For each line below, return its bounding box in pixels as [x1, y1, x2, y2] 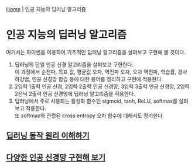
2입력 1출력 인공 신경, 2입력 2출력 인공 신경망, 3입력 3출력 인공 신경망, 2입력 [14, 83, 190, 90]
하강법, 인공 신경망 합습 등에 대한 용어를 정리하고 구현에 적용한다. [14, 75, 163, 82]
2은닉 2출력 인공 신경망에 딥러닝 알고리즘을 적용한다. [14, 90, 135, 97]
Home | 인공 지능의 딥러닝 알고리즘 [6, 6, 87, 12]
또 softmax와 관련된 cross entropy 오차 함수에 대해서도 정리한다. [14, 112, 164, 119]
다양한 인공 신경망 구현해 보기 [6, 152, 106, 162]
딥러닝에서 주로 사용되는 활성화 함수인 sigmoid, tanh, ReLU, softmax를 [14, 97, 177, 104]
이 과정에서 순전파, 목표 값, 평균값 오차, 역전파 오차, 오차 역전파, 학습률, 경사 [14, 68, 187, 75]
